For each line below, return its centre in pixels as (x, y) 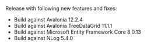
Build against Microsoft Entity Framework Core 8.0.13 (77, 32)
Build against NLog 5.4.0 (43, 38)
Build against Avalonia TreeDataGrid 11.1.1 (63, 26)
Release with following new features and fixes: (61, 8)
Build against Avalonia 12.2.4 (48, 19)
